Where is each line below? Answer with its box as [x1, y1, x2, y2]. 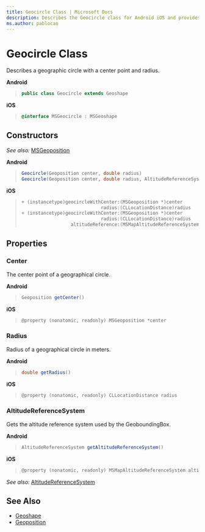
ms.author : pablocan [6, 20, 59, 26]
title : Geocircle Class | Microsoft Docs [6, 9, 113, 15]
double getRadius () [21, 369, 71, 375]
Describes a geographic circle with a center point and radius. [6, 67, 160, 74]
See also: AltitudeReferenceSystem [6, 478, 96, 486]
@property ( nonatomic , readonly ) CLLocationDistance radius [21, 392, 178, 398]
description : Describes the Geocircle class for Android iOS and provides [6, 15, 201, 21]
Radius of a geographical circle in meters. [6, 345, 111, 353]
